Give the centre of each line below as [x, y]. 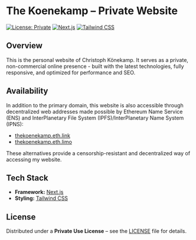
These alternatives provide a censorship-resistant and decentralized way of [98, 153]
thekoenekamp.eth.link [43, 135]
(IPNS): [15, 124]
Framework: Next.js [39, 192]
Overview [24, 46]
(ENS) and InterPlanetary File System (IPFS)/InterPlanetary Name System [95, 118]
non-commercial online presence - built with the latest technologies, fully [95, 66]
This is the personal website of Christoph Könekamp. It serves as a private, [97, 60]
